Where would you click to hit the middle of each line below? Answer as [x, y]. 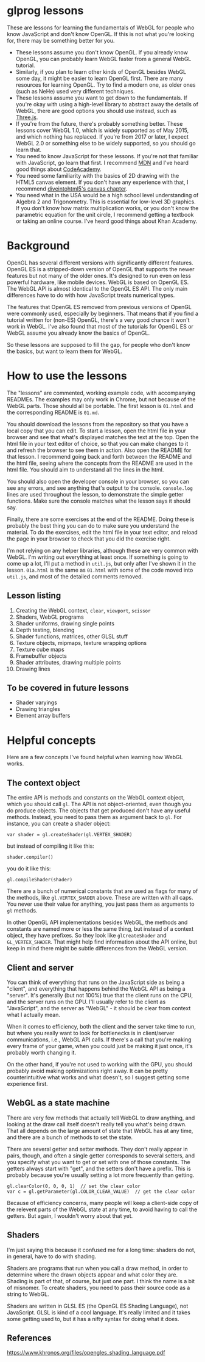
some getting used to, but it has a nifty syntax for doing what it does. [93, 1319]
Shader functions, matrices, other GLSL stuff [72, 636]
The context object [43, 783]
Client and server [40, 968]
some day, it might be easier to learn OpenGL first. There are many [99, 78]
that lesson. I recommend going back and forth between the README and [99, 456]
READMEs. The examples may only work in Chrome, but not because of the [101, 399]
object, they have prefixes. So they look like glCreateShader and [87, 936]
